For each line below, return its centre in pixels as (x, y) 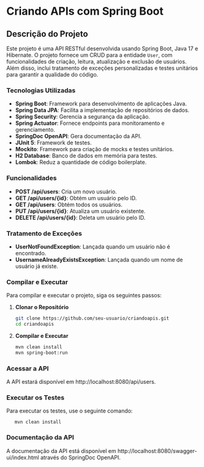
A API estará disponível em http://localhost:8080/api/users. (81, 381)
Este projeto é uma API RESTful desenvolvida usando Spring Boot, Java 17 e (102, 48)
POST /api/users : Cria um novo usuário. (66, 192)
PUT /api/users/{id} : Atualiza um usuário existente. (80, 211)
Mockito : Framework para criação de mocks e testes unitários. (95, 149)
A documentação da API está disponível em (61, 450)
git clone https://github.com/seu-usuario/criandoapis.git (92, 319)
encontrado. (31, 253)
